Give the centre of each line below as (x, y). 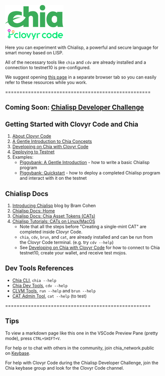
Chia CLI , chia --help (34, 280)
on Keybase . (18, 353)
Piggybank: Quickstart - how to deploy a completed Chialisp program (90, 173)
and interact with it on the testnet (53, 178)
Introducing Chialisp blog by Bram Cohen (54, 206)
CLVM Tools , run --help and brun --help (54, 291)
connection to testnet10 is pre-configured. (48, 67)
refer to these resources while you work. (46, 82)
